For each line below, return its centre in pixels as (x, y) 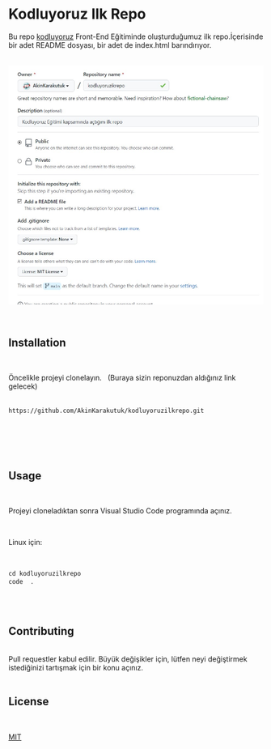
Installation (37, 342)
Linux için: (25, 543)
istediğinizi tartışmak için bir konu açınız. (76, 667)
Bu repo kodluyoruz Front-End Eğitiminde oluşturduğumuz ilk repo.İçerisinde (136, 36)
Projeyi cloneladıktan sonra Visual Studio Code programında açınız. (120, 511)
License (29, 702)
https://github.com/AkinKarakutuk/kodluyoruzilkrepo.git (106, 411)
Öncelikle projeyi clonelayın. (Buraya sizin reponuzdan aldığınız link (122, 378)
